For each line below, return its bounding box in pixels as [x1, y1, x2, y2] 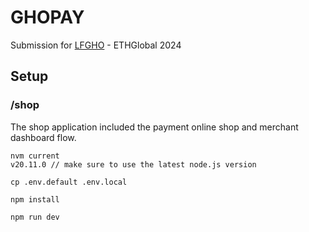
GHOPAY [10, 6, 85, 29]
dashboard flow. [10, 131, 77, 143]
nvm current [10, 151, 60, 161]
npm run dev [10, 212, 60, 222]
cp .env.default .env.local [10, 177, 128, 187]
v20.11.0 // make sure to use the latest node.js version [10, 159, 257, 170]
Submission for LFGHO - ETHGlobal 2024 [10, 39, 182, 51]
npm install [10, 194, 60, 205]
